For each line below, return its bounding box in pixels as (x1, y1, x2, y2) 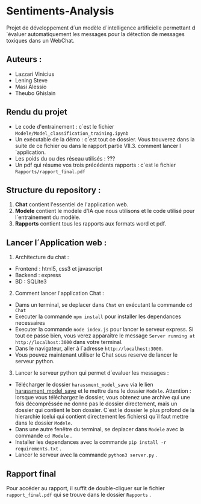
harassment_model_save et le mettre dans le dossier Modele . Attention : (14, 387, 191, 395)
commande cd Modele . (14, 432, 72, 440)
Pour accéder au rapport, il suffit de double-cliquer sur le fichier (6, 485, 165, 491)
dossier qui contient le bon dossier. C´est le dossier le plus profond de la (14, 407, 195, 414)
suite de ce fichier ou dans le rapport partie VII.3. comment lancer (14, 142, 179, 149)
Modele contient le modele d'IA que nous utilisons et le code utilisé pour (14, 207, 195, 215)
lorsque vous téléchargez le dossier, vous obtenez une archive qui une (14, 394, 191, 401)
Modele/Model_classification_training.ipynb (14, 131, 129, 137)
